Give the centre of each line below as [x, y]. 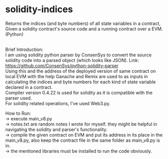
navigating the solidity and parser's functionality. [57, 129]
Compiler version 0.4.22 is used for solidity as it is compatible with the [79, 92]
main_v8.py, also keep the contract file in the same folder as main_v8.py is [83, 140]
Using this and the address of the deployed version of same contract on [81, 71]
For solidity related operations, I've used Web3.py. [58, 103]
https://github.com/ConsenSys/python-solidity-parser [62, 66]
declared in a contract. [29, 87]
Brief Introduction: [24, 49]
